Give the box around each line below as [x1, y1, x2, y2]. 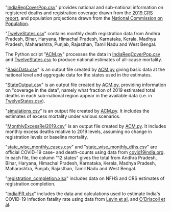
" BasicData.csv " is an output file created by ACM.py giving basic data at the [5, 66, 165, 72]
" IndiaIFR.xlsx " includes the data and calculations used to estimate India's [5, 191, 161, 197]
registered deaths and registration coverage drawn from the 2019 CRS [5, 10, 153, 16]
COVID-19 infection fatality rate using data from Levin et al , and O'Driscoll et [5, 196, 165, 202]
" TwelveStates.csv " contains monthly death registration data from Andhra [5, 31, 161, 36]
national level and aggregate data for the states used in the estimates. [5, 72, 152, 78]
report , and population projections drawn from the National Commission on [5, 15, 163, 21]
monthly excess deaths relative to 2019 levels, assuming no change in [5, 128, 152, 135]
